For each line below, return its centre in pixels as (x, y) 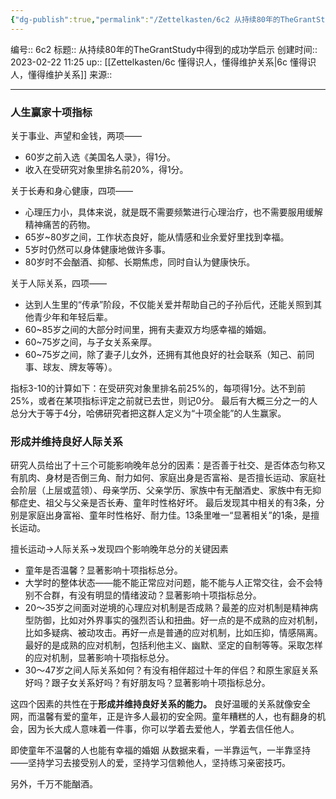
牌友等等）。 (93, 367)
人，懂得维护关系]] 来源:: (61, 74)
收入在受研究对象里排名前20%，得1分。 (106, 169)
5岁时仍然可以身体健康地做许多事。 (98, 249)
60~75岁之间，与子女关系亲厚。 (91, 342)
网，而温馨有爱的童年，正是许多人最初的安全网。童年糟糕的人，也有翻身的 (163, 717)
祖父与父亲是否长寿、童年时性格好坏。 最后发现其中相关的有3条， (180, 503)
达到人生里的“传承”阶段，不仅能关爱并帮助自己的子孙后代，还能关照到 (169, 304)
